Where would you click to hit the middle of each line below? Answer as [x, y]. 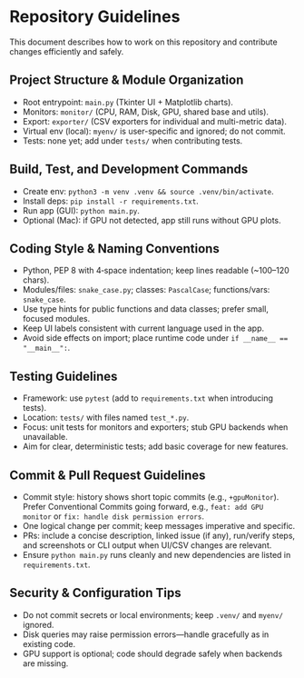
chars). [36, 280]
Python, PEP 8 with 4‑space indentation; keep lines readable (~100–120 [156, 271]
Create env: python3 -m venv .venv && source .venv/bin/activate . [148, 191]
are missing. [45, 663]
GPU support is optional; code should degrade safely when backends [152, 653]
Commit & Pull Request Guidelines [108, 475]
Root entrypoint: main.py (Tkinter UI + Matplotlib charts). [128, 102]
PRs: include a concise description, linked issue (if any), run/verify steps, [159, 535]
